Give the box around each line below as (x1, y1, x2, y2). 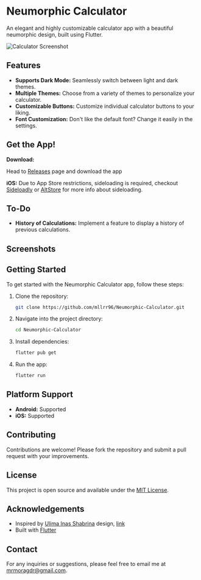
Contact (6, 544, 38, 554)
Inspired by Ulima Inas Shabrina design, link (15, 520, 125, 528)
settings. (15, 122, 38, 129)
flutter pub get (15, 350, 57, 356)
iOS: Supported (15, 412, 55, 419)
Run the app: (15, 361, 48, 368)
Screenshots (6, 244, 56, 254)
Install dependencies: (15, 338, 69, 345)
